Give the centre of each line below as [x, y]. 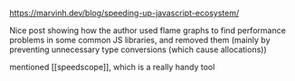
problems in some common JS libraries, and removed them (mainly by [140, 40]
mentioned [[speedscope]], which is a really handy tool [112, 67]
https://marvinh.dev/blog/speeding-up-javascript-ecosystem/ [124, 13]
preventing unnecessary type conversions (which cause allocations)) [138, 49]
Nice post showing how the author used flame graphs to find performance [148, 30]
